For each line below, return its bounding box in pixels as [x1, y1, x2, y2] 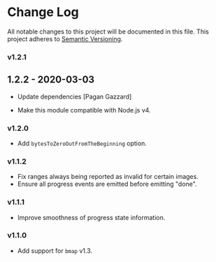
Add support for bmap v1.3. [17, 246, 93, 255]
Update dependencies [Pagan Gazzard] [17, 92, 132, 101]
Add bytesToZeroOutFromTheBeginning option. [17, 139, 147, 147]
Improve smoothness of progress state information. [17, 213, 166, 221]
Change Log [7, 4, 79, 20]
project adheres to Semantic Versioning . [7, 34, 123, 43]
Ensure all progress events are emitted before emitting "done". [17, 180, 197, 189]
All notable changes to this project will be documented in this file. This [7, 27, 210, 36]
